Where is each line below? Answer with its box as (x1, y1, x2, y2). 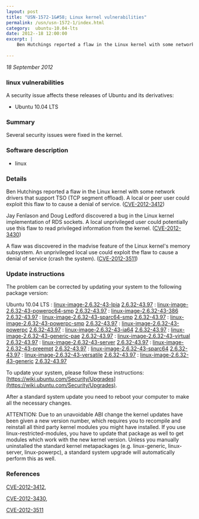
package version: (6, 290, 49, 297)
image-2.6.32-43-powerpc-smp (6, 320, 85, 327)
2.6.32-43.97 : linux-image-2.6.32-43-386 (75, 307, 179, 315)
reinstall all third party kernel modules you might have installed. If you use (6, 424, 186, 431)
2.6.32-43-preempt (6, 345, 54, 353)
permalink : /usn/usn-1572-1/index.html (6, 20, 105, 25)
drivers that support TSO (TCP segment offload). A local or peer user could (6, 194, 190, 201)
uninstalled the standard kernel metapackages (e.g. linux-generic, (6, 443, 167, 450)
